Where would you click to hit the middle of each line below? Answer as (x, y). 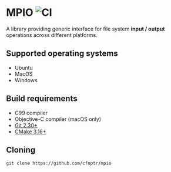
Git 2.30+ (26, 125)
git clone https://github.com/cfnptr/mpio (59, 163)
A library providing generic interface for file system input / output (85, 29)
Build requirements (42, 99)
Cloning (21, 150)
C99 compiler (31, 113)
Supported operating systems (62, 54)
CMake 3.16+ (30, 131)
